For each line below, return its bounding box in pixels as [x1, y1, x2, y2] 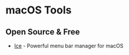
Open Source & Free [5, 27, 80, 37]
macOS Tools [5, 4, 72, 17]
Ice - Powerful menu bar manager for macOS [14, 42, 124, 49]
